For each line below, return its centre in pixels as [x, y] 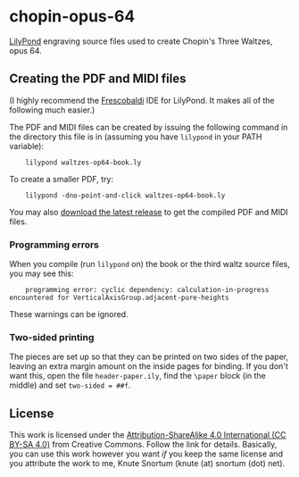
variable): [27, 146]
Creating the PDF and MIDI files [98, 79]
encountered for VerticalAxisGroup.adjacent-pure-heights [119, 298]
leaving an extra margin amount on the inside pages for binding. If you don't [149, 366]
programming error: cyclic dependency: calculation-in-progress [147, 290]
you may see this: [42, 273]
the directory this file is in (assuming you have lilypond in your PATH [136, 137]
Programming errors [54, 245]
